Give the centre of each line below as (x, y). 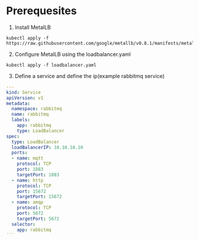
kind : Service (24, 92)
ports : (20, 153)
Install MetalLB (33, 27)
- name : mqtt (28, 158)
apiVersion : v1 (25, 98)
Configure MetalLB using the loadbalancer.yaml (73, 54)
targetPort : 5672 (38, 219)
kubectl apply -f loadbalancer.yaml (51, 65)
